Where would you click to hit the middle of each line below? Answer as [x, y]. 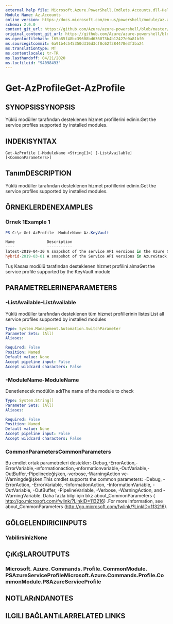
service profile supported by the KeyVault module [58, 271]
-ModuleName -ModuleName [42, 380]
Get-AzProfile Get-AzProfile [65, 88]
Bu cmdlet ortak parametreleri [37, 463]
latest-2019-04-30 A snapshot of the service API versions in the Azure [85, 252]
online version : [23, 20]
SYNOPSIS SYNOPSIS [40, 107]
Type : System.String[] [30, 400]
